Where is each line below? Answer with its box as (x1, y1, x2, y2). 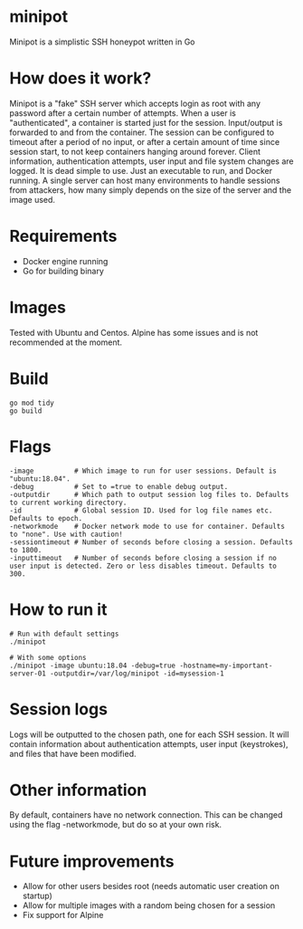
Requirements (9, 226, 118, 246)
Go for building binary (22, 265, 104, 276)
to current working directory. (9, 498, 128, 507)
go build (9, 406, 43, 416)
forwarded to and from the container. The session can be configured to (9, 127, 274, 138)
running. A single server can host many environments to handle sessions (9, 175, 280, 186)
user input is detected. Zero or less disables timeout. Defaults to (9, 561, 278, 570)
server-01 (9, 668, 47, 678)
